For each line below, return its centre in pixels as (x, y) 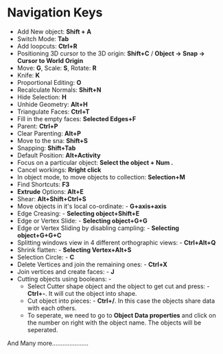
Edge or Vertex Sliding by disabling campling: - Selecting (98, 228)
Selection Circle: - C (45, 257)
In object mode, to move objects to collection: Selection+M (101, 177)
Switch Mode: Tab (43, 38)
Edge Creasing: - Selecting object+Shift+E (78, 213)
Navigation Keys (55, 13)
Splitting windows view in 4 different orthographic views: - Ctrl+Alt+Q (116, 242)
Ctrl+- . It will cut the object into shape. (82, 293)
